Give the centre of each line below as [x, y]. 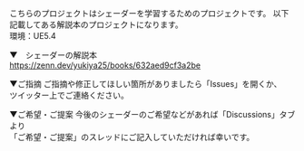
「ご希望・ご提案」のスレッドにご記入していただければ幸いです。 [132, 137]
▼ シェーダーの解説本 [54, 55]
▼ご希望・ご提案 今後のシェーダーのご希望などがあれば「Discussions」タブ [152, 114]
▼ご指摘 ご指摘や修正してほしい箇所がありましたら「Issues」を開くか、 [146, 84]
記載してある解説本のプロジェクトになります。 [96, 24]
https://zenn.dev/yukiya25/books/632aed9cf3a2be [105, 65]
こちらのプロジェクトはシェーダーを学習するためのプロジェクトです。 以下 [149, 13]
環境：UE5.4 [33, 36]
